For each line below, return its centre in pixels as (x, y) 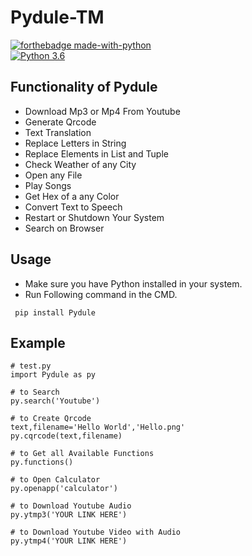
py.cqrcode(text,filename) (66, 436)
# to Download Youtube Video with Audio (96, 532)
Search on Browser (64, 228)
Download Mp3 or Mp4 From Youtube (102, 111)
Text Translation (58, 132)
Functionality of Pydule (84, 87)
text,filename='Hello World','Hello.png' (98, 427)
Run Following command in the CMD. (101, 294)
